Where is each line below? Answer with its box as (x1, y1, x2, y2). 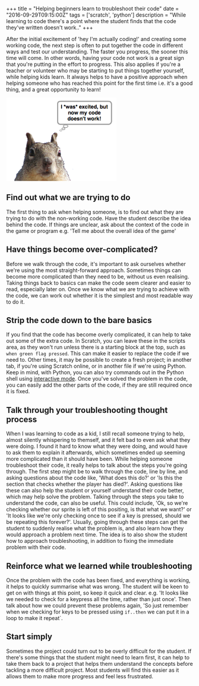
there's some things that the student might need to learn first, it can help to (6, 653, 190, 661)
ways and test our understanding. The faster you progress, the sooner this (6, 48, 188, 55)
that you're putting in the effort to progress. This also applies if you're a (6, 61, 181, 68)
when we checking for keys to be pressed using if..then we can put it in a (6, 608, 189, 615)
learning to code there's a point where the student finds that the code (6, 18, 176, 24)
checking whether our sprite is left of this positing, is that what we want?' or (6, 506, 192, 513)
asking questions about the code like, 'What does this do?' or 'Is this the (6, 475, 182, 482)
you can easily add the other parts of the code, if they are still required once (6, 381, 192, 388)
